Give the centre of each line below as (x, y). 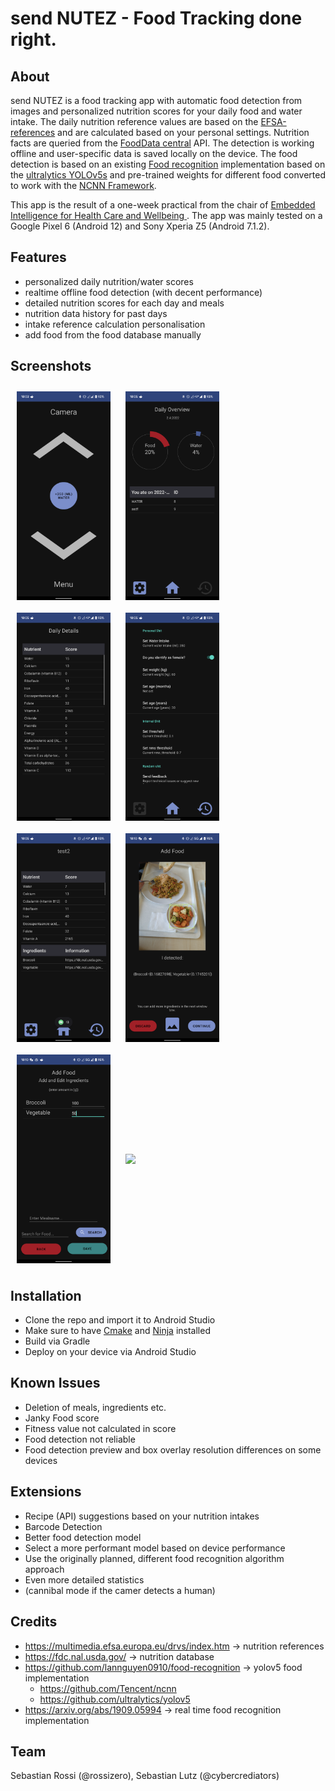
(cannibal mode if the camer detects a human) (120, 1590)
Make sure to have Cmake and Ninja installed (117, 1331)
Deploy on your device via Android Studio (110, 1352)
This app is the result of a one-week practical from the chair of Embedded (163, 205)
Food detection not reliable (80, 1439)
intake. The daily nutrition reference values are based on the (134, 121)
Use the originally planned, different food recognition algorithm (154, 1558)
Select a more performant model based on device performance (155, 1548)
